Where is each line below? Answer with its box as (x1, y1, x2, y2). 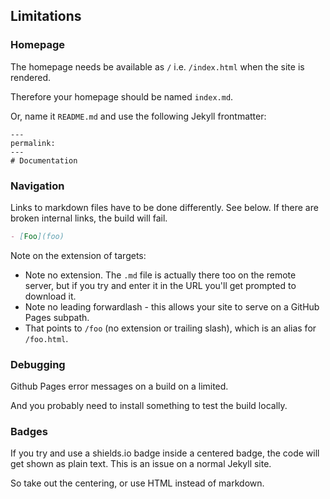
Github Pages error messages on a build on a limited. (10, 380, 229, 393)
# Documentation (10, 155, 78, 166)
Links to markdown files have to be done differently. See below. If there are (10, 201, 319, 213)
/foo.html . (24, 332, 69, 344)
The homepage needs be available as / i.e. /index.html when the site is (10, 60, 305, 73)
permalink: (10, 138, 56, 148)
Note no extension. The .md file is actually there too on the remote (24, 269, 297, 281)
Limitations (10, 8, 82, 25)
